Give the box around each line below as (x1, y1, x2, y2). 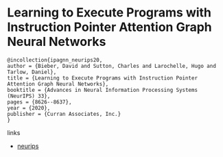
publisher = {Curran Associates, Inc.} (7, 110, 121, 117)
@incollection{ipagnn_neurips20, (7, 56, 103, 63)
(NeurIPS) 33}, (7, 93, 51, 99)
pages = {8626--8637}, (7, 98, 72, 106)
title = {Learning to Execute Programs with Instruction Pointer (7, 74, 198, 82)
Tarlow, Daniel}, (7, 69, 57, 75)
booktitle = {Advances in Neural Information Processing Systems (7, 86, 198, 93)
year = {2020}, (7, 104, 51, 111)
